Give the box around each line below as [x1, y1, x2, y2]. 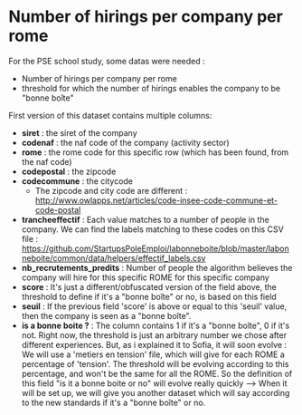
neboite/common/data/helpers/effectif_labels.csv [21, 252, 206, 264]
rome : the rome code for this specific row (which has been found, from [21, 147, 289, 158]
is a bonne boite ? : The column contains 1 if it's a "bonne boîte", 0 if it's [21, 320, 290, 331]
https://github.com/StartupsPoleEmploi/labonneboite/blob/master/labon [21, 243, 290, 254]
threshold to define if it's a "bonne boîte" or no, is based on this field [21, 291, 277, 302]
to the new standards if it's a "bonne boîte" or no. [21, 397, 206, 408]
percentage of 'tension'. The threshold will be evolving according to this [21, 358, 289, 369]
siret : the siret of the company [21, 127, 137, 138]
